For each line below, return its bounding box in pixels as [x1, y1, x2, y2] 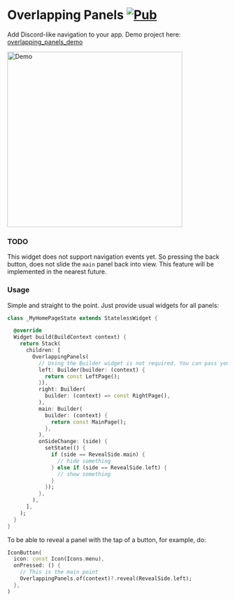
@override [13, 327, 42, 335]
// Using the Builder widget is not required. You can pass [38, 360, 218, 367]
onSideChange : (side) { [38, 438, 108, 445]
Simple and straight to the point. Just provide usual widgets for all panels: [7, 301, 219, 309]
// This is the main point [20, 569, 99, 576]
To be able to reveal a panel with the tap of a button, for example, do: [7, 535, 206, 543]
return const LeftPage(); [44, 372, 120, 380]
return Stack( [20, 340, 61, 347]
